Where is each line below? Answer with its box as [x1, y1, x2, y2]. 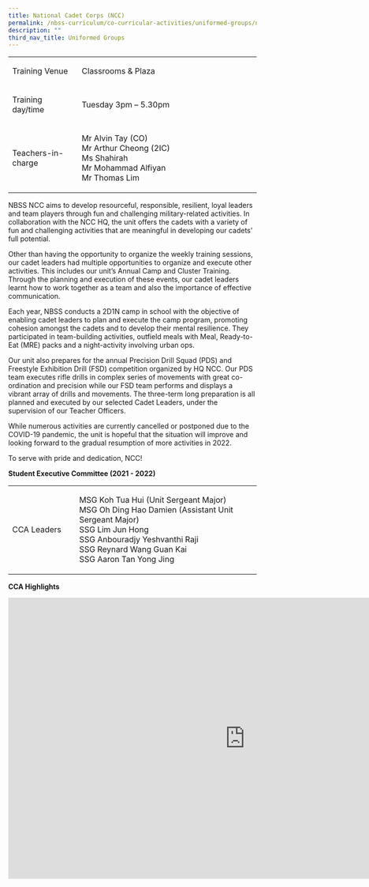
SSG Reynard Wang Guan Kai [78, 544, 188, 555]
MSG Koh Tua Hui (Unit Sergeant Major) [78, 495, 227, 506]
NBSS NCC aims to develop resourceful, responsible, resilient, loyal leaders [8, 201, 253, 210]
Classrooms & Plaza [81, 66, 155, 77]
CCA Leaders [12, 524, 61, 535]
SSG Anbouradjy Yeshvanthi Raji [78, 534, 199, 545]
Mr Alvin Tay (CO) [81, 133, 148, 144]
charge [12, 157, 39, 168]
